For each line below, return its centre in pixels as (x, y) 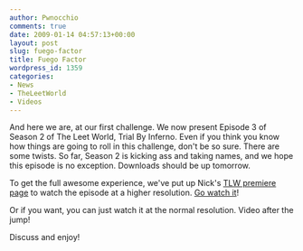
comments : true (38, 26)
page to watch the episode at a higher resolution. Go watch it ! (124, 193)
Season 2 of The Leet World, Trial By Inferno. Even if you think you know (145, 137)
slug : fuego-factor (46, 51)
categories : (32, 77)
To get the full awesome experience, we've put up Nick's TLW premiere (143, 183)
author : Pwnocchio (44, 18)
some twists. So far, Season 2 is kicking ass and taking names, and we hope (151, 156)
